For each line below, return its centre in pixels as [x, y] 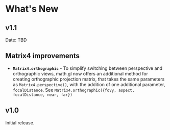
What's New [32, 9]
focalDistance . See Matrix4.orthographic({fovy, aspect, [74, 90]
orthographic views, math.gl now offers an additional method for [80, 73]
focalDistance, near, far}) [42, 95]
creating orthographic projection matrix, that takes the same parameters [89, 79]
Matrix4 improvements [43, 56]
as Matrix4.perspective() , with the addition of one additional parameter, [89, 84]
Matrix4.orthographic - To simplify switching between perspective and [87, 68]
